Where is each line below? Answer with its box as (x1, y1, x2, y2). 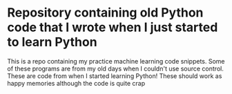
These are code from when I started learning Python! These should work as (7, 71, 222, 80)
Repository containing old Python (7, 5, 204, 21)
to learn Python (7, 35, 98, 50)
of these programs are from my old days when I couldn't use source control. (7, 64, 224, 73)
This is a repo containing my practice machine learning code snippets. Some (7, 57, 225, 65)
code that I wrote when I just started (7, 19, 218, 35)
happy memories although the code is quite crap (7, 79, 146, 87)
